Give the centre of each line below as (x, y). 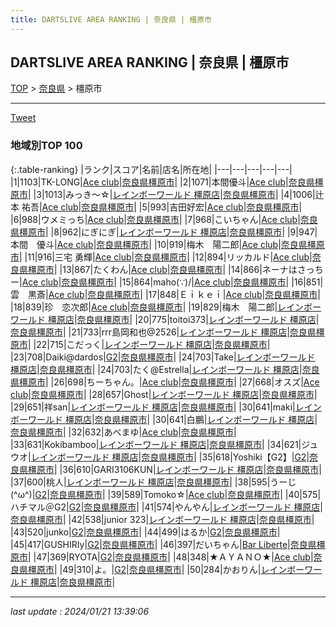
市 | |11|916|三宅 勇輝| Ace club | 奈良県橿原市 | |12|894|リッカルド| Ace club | (161, 257)
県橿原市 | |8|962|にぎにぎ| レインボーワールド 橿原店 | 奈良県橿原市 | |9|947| (164, 232)
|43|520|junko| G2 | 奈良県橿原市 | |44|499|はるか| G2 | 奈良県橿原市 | (145, 532)
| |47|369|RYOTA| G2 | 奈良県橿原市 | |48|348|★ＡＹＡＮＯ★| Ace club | (171, 557)
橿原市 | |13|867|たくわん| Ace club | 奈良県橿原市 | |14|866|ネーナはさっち (175, 269)
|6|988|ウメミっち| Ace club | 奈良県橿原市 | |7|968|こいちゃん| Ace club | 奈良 (164, 219)
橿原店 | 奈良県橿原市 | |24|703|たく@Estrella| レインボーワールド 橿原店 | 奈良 (165, 369)
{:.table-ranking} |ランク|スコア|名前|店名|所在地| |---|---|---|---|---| (151, 169)
